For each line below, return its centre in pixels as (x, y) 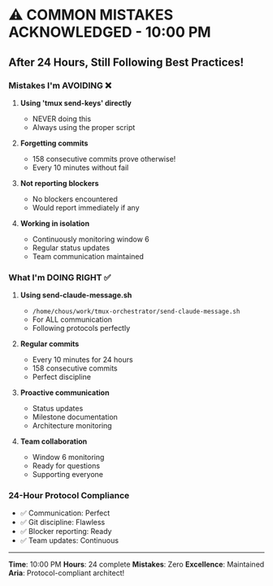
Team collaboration (54, 441)
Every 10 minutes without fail (80, 167)
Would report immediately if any (86, 207)
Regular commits (50, 344)
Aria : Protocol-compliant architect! (66, 573)
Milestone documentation (75, 417)
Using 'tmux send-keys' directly (76, 102)
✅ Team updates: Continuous (69, 540)
